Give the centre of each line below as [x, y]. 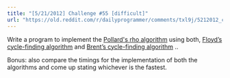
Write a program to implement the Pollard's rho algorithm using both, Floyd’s [115, 39]
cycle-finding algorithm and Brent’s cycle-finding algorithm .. [93, 47]
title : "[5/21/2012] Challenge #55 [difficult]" [78, 13]
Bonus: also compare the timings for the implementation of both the [102, 60]
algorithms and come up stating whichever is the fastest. [87, 67]
